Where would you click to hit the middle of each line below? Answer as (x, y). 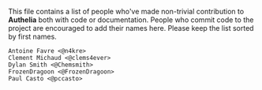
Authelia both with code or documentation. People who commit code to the (131, 20)
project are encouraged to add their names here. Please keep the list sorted (131, 28)
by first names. (32, 36)
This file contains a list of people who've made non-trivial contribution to (126, 11)
